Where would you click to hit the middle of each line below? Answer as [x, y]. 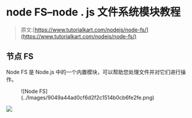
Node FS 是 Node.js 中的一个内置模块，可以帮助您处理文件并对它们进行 [94, 72]
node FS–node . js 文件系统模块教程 [93, 12]
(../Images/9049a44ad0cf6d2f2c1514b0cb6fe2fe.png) [88, 97]
